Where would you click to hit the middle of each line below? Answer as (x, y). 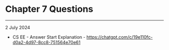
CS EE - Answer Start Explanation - (49, 37)
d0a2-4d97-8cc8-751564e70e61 (46, 42)
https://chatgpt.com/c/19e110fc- (119, 37)
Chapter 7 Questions (49, 9)
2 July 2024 (18, 27)
